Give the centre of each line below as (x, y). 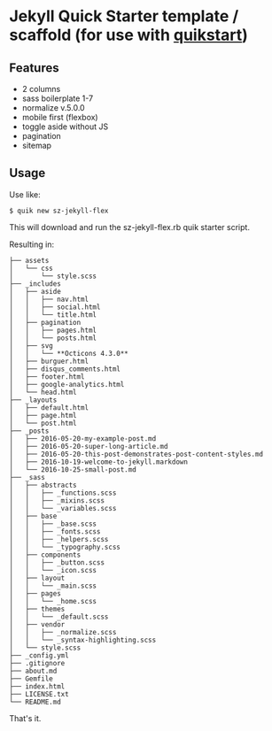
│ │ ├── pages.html (53, 330)
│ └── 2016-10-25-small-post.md (73, 469)
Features (34, 68)
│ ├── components (45, 555)
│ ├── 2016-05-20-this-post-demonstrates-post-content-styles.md (136, 454)
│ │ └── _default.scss (59, 617)
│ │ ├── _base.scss (53, 524)
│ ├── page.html (43, 415)
